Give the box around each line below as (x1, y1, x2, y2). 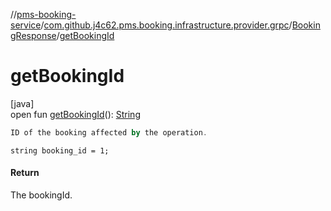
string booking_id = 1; (10, 145, 110, 156)
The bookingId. (10, 189, 73, 201)
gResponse (10, 30, 57, 41)
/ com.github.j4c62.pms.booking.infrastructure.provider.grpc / (40, 19, 293, 31)
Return (10, 167, 40, 179)
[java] (10, 97, 35, 109)
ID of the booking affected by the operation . (10, 127, 208, 138)
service (10, 19, 42, 31)
